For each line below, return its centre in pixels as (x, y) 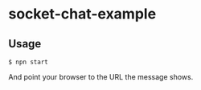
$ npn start (28, 62)
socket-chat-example (82, 14)
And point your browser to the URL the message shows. (101, 77)
